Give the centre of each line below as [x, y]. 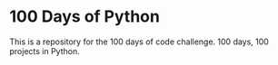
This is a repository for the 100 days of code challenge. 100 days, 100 [139, 42]
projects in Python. [45, 51]
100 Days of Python [85, 17]
